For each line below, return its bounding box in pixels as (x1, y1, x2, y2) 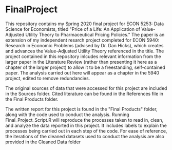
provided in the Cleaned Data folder (5, 139, 81, 145)
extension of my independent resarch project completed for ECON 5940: (5, 37, 160, 43)
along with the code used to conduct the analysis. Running (5, 111, 129, 118)
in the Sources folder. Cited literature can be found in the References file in (5, 90, 163, 97)
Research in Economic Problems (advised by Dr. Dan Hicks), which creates (5, 42, 164, 48)
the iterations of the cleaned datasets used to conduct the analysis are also (5, 133, 164, 139)
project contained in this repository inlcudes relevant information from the (5, 53, 162, 60)
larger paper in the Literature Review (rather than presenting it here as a (5, 59, 157, 65)
